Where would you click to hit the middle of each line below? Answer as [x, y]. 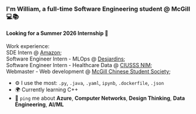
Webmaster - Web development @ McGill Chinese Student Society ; [88, 72]
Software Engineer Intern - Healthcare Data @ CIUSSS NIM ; [79, 65]
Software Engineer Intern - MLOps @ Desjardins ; [66, 59]
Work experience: [28, 46]
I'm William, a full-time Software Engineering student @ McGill [98, 9]
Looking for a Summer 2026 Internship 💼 [57, 33]
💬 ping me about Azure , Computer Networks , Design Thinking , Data [100, 98]
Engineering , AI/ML [39, 104]
